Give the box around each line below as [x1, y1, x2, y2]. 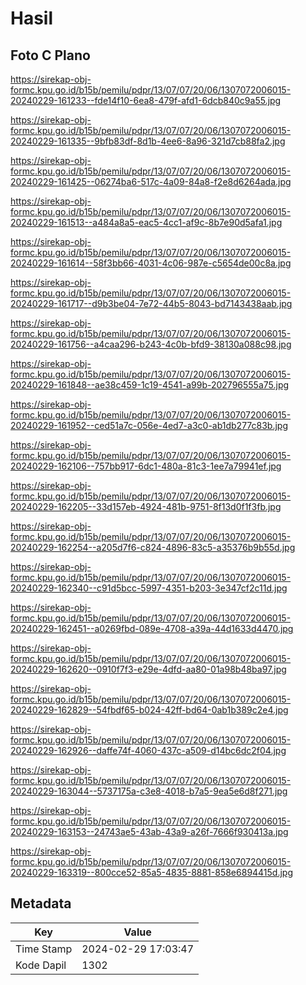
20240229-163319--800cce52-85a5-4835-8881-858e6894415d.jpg [10, 867, 294, 878]
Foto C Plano [10, 47, 91, 64]
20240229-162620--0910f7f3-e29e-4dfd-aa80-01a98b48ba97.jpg [10, 663, 287, 675]
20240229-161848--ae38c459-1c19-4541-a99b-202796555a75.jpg [10, 379, 290, 391]
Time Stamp [15, 942, 73, 956]
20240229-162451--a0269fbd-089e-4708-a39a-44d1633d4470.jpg [10, 623, 294, 634]
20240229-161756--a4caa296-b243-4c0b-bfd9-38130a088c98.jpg [10, 338, 292, 350]
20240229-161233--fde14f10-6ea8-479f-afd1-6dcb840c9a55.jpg [10, 95, 282, 106]
